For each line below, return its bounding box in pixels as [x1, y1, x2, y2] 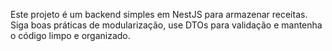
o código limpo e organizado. [10, 30, 131, 41]
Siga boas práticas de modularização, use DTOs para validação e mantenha [10, 19, 323, 31]
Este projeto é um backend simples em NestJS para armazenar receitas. [10, 9, 308, 20]
